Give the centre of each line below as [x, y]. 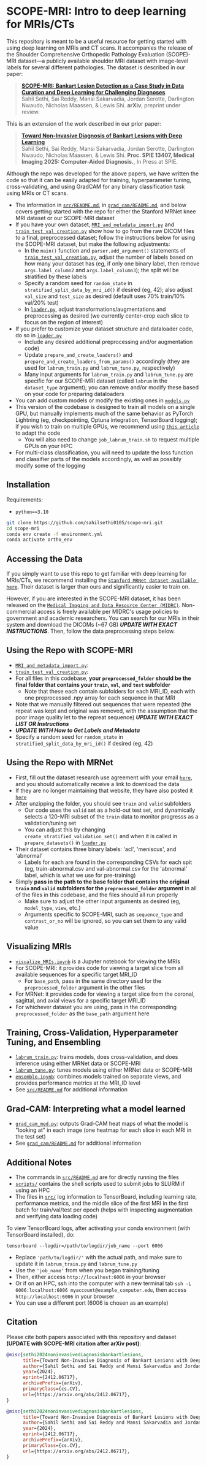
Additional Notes [39, 1162]
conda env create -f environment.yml [55, 534]
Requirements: [25, 499]
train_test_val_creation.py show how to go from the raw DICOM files [105, 231]
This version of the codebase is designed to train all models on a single [105, 407]
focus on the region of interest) [63, 322]
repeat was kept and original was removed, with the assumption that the [106, 711]
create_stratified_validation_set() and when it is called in [101, 836]
